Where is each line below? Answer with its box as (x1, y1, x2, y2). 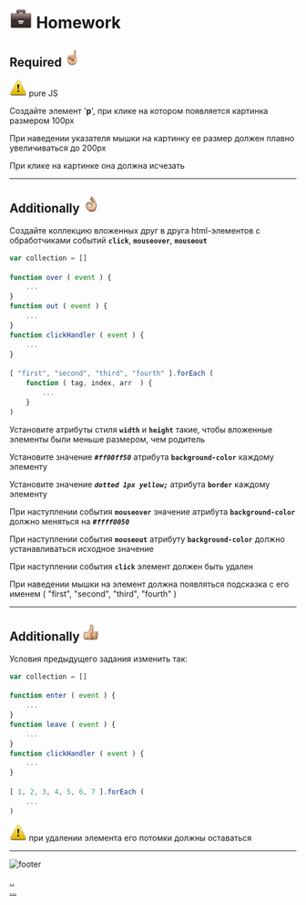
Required (9, 54, 62, 70)
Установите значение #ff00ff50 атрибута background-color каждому (9, 451, 275, 463)
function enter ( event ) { (9, 692, 117, 701)
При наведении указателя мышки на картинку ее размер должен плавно (9, 133, 295, 143)
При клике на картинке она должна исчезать (9, 161, 185, 171)
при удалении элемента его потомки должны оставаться (28, 832, 252, 843)
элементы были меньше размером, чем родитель (9, 433, 206, 444)
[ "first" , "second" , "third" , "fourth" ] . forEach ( (9, 369, 214, 379)
